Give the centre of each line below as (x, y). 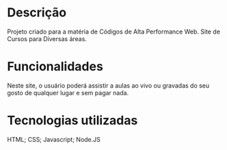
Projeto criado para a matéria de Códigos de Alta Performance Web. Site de (114, 32)
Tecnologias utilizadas (72, 121)
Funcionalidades (55, 67)
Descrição (37, 13)
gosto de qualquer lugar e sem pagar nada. (68, 92)
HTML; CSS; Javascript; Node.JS (54, 139)
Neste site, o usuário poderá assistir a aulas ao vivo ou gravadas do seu (108, 85)
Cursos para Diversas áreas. (47, 38)
